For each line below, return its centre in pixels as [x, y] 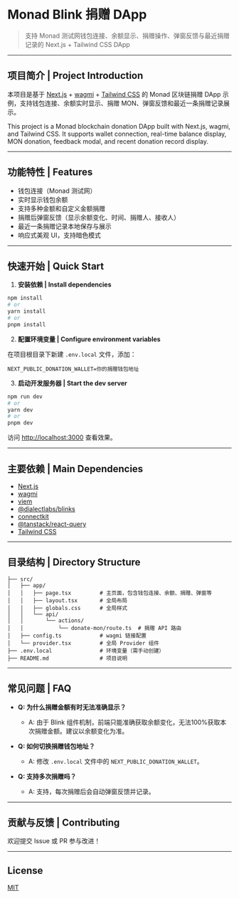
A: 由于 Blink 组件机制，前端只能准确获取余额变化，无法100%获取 [124, 722]
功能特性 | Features [50, 172]
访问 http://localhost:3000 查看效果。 [62, 437]
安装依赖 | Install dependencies [64, 284]
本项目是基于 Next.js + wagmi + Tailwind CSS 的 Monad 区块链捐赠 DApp [114, 94]
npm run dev [25, 396]
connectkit [33, 516]
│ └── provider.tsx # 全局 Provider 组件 [84, 643]
